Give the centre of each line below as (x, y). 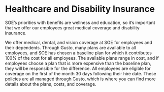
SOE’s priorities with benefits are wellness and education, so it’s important (80, 23)
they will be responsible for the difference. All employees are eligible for (78, 68)
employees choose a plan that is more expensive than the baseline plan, (78, 63)
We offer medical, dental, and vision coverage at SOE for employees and (79, 42)
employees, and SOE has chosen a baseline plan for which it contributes (78, 53)
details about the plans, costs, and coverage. (51, 84)
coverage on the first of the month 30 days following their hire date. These (81, 73)
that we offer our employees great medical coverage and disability (72, 27)
